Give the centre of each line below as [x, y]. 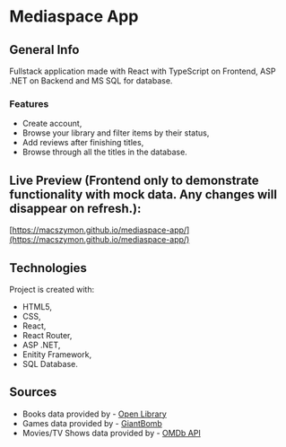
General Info [44, 50]
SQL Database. [50, 364]
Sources [33, 392]
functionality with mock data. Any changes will [143, 194]
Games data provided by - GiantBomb [92, 423]
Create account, [52, 124]
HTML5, [37, 306]
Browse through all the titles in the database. [105, 152]
